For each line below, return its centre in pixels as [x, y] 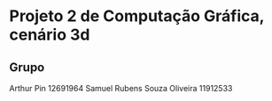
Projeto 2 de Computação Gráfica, [137, 16]
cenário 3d [50, 35]
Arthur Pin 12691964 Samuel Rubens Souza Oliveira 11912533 [121, 88]
